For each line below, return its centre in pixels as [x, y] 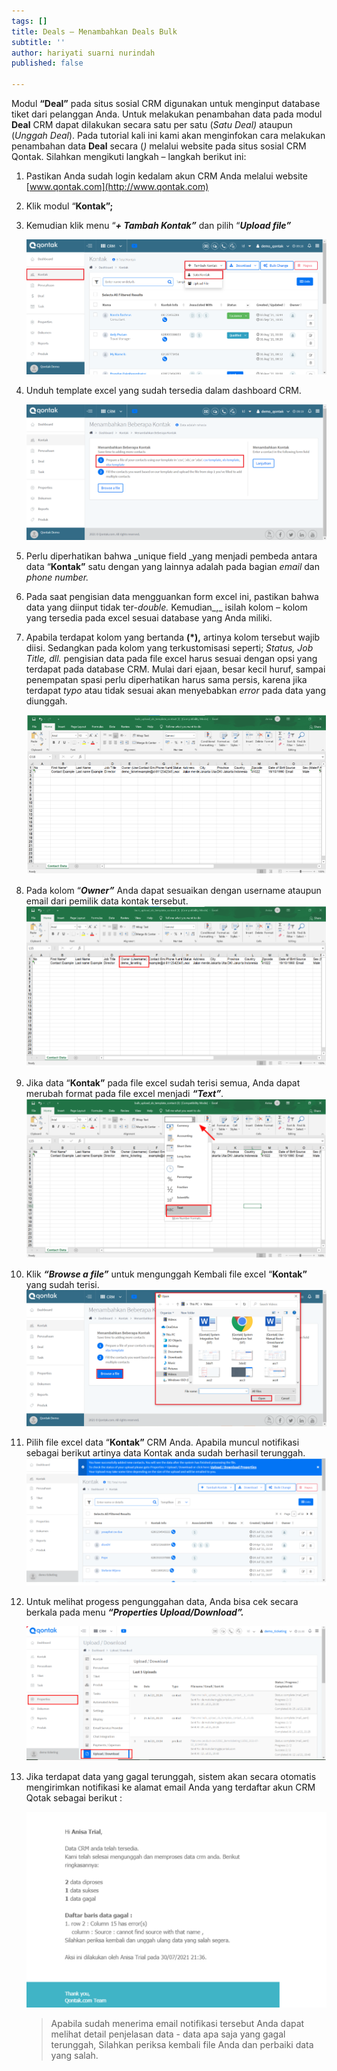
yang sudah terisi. [62, 1285]
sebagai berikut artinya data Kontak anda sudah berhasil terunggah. [165, 1452]
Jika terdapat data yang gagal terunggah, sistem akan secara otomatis [171, 1777]
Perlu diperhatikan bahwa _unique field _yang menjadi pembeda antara [171, 556]
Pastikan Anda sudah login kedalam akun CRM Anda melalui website [166, 176]
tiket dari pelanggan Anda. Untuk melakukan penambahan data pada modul [167, 114]
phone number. [57, 577]
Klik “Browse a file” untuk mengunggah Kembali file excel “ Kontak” [166, 1274]
